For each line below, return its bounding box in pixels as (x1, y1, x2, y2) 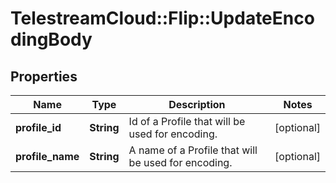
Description (168, 98, 226, 111)
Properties (10, 68, 78, 85)
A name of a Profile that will (128, 143, 258, 157)
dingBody (10, 28, 93, 51)
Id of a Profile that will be (128, 115, 246, 128)
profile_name (15, 150, 80, 163)
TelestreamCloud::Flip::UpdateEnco (10, 7, 315, 30)
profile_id (15, 121, 62, 134)
